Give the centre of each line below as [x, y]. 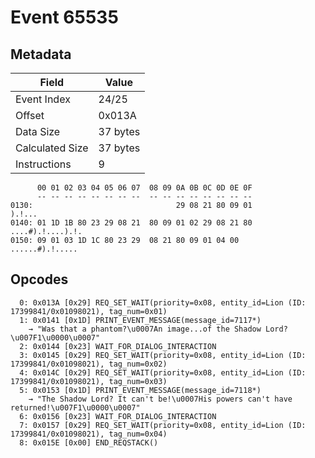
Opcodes [39, 279]
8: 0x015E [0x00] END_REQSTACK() [89, 442]
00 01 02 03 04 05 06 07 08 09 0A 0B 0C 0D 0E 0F [144, 188]
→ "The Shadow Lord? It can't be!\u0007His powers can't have [160, 399]
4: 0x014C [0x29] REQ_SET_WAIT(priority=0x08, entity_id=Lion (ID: [163, 372]
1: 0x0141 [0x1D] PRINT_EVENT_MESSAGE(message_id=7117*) [140, 320]
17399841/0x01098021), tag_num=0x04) [89, 434]
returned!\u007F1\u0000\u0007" [75, 407]
